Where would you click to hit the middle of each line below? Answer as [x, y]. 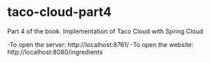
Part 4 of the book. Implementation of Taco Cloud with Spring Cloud [105, 31]
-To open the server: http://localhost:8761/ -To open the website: [100, 44]
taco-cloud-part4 [59, 12]
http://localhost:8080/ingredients [55, 52]
